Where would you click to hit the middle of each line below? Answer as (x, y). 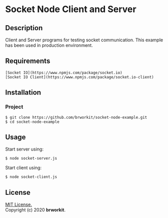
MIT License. (19, 204)
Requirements (28, 61)
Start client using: (23, 168)
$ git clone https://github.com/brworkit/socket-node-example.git (76, 117)
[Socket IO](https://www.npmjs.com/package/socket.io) (64, 72)
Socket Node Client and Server (71, 9)
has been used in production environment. (49, 45)
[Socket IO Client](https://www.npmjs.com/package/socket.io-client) (80, 77)
